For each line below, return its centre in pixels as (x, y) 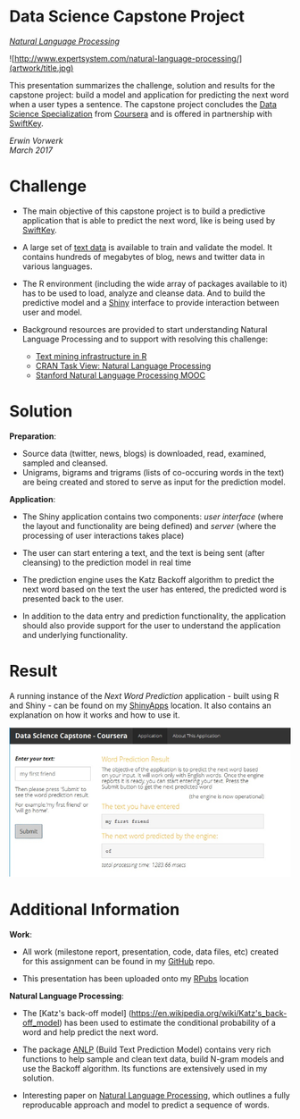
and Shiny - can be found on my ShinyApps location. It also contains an (141, 705)
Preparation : (33, 436)
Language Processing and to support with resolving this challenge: (145, 339)
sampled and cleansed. (65, 463)
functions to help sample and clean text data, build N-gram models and (153, 1059)
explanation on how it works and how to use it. (95, 715)
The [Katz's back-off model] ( (77, 1014)
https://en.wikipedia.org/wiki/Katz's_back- (209, 1014)
